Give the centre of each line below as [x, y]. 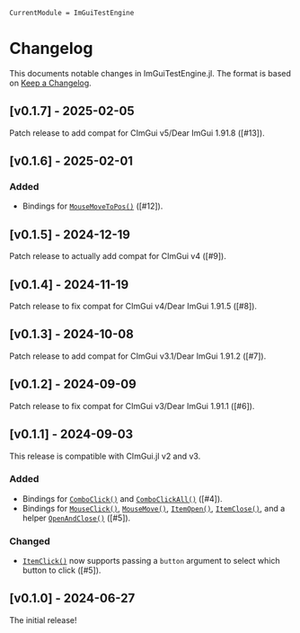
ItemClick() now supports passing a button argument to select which [151, 561]
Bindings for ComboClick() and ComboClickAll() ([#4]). [122, 498]
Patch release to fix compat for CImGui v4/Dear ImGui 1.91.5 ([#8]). [133, 307]
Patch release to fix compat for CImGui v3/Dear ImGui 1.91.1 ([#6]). [132, 406]
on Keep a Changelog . [50, 83]
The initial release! [43, 620]
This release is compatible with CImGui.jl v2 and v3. [105, 456]
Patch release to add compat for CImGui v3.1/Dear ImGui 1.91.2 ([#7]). [138, 356]
